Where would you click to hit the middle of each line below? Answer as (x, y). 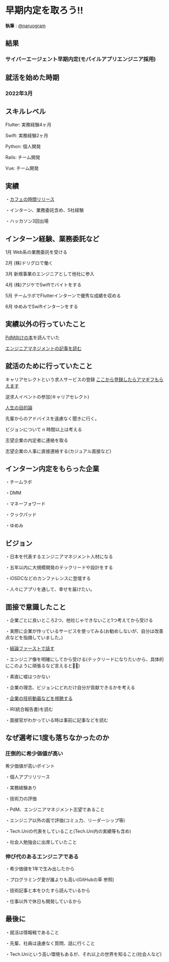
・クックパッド (21, 515)
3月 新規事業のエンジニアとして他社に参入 (50, 274)
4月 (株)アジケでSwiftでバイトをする (44, 285)
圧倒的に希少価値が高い (34, 754)
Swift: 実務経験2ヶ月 (27, 136)
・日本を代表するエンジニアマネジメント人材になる (59, 557)
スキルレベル (26, 111)
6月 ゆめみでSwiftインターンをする (42, 306)
